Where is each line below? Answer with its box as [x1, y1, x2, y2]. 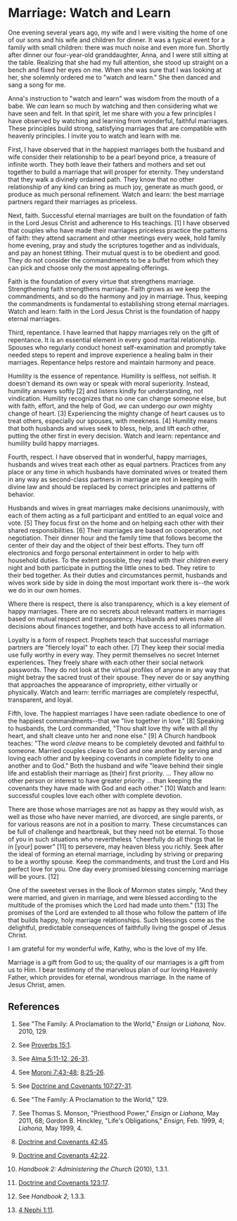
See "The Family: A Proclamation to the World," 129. [18, 1095, 169, 1103]
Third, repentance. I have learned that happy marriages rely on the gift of [8, 328, 219, 336]
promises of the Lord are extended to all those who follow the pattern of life [8, 908, 227, 916]
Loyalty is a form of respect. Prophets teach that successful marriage [8, 635, 210, 644]
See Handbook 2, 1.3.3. [18, 1191, 87, 1201]
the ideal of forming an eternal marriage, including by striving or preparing [8, 849, 224, 858]
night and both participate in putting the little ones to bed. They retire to [8, 563, 215, 571]
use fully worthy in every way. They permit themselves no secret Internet [8, 650, 220, 659]
